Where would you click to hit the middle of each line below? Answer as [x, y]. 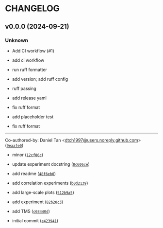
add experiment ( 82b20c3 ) [38, 202]
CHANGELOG [32, 9]
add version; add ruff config [40, 79]
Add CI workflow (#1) [33, 51]
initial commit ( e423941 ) [35, 220]
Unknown [16, 40]
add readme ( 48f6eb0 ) [34, 174]
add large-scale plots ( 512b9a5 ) [43, 192]
